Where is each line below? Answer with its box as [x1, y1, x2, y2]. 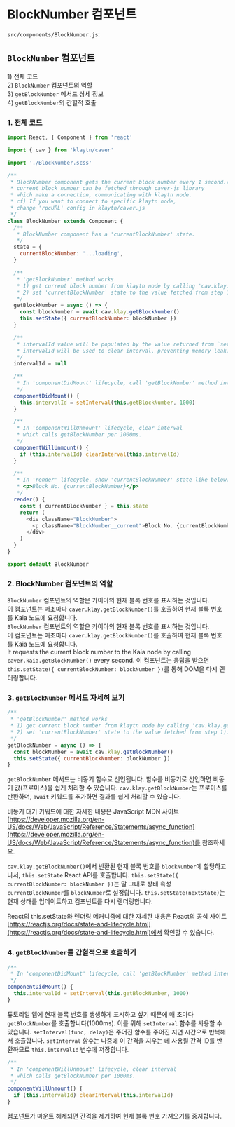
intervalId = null [13, 360, 68, 367]
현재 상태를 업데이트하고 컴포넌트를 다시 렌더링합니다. [7, 897, 153, 905]
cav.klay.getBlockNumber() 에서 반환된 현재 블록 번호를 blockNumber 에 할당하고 [7, 862, 227, 870]
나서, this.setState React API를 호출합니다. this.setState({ [7, 871, 179, 879]
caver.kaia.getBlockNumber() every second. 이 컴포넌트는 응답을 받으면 [7, 656, 210, 665]
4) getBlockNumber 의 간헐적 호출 [7, 98, 97, 107]
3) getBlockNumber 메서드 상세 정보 [7, 89, 104, 98]
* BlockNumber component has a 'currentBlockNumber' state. [16, 231, 196, 238]
